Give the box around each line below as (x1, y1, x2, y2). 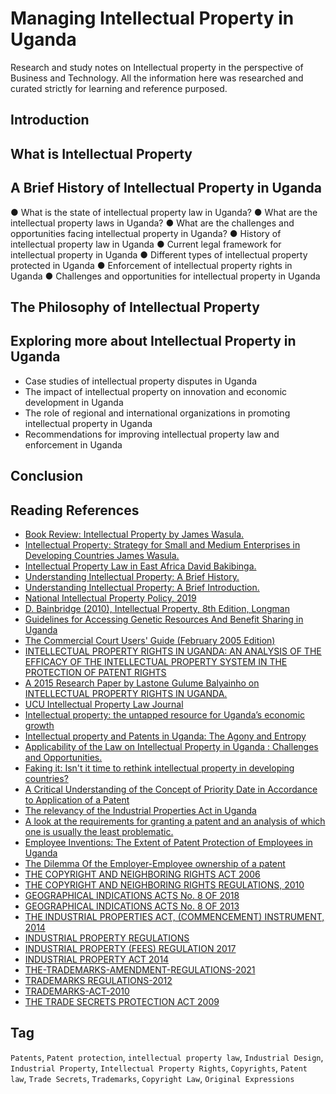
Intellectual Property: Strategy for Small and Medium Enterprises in (24, 538, 301, 551)
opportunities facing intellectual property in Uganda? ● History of (10, 227, 282, 239)
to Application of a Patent (24, 793, 130, 806)
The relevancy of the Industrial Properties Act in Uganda (24, 804, 257, 816)
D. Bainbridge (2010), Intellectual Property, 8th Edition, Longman (24, 602, 290, 614)
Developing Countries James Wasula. (24, 549, 180, 561)
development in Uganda (24, 396, 124, 408)
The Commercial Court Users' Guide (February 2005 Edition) (24, 634, 276, 646)
